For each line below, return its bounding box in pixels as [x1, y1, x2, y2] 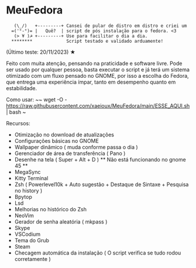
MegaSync [14, 168, 41, 176]
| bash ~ [6, 108, 26, 115]
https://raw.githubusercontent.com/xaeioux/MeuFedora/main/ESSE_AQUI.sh [6, 102, 190, 109]
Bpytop [14, 193, 32, 200]
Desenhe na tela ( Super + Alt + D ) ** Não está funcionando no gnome [14, 156, 186, 163]
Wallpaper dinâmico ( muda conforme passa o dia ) [14, 143, 139, 150]
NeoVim [14, 212, 34, 219]
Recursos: [6, 119, 30, 126]
